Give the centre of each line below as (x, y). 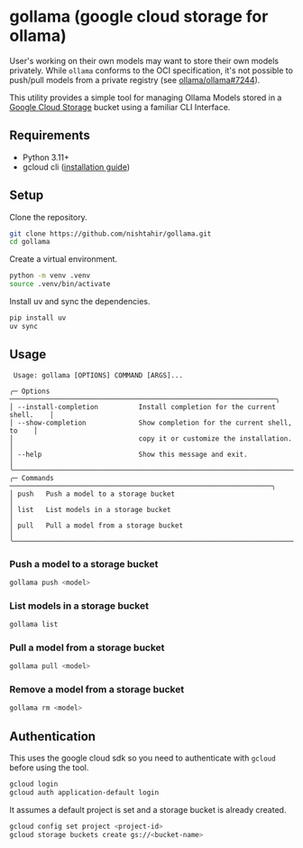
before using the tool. (49, 768)
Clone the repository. (48, 217)
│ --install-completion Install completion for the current (143, 407)
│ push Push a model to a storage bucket (92, 494)
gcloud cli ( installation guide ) (76, 167)
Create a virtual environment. (64, 259)
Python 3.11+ (46, 157)
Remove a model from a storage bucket (97, 690)
